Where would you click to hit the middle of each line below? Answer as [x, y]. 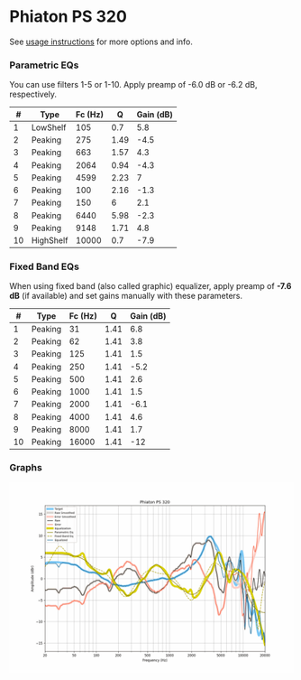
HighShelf [50, 240]
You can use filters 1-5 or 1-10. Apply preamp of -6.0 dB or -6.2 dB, [134, 85]
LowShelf [49, 127]
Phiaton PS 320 [68, 17]
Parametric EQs [44, 65]
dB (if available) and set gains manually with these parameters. [126, 296]
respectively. [33, 94]
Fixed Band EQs [44, 266]
